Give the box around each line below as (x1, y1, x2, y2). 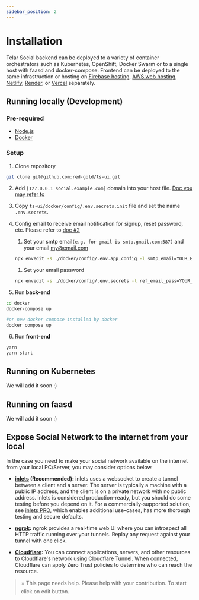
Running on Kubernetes (6, 366, 96, 376)
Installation (6, 34, 63, 48)
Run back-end (14, 289, 50, 296)
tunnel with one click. (14, 537, 67, 544)
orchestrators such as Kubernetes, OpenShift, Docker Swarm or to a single (6, 60, 188, 67)
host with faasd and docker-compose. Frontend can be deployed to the (6, 67, 180, 74)
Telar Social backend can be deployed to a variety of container (6, 54, 159, 61)
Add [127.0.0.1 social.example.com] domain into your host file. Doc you (14, 185, 193, 192)
